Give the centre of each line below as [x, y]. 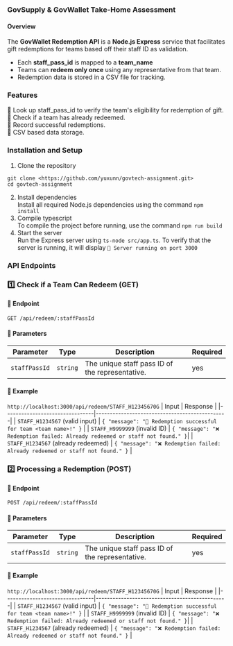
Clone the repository [46, 165]
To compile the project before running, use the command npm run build [120, 225]
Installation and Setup [45, 151]
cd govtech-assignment [40, 184]
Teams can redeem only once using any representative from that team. [119, 70]
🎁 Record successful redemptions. [57, 125]
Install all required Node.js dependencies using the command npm [110, 204]
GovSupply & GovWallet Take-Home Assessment [92, 10]
